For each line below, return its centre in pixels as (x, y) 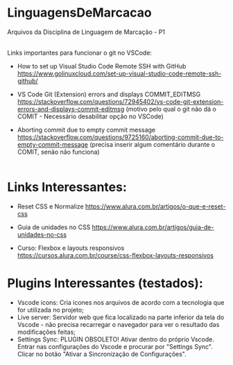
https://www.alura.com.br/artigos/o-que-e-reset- (156, 206)
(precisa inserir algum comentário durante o (153, 144)
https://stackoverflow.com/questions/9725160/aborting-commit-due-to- (120, 137)
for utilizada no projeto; (51, 310)
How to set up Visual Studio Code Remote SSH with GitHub (102, 66)
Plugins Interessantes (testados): (105, 284)
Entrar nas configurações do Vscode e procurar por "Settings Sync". (115, 346)
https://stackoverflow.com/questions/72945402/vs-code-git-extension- (120, 101)
